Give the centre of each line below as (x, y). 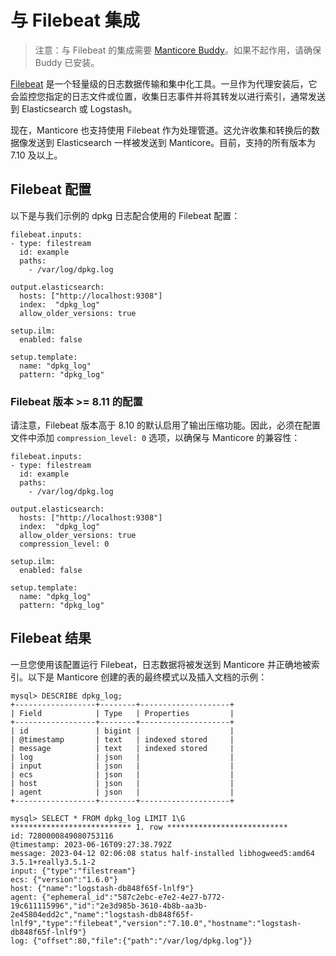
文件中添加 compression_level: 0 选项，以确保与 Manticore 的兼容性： (155, 438)
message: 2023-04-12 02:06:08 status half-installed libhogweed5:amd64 (162, 853)
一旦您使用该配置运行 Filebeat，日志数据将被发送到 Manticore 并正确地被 (161, 664)
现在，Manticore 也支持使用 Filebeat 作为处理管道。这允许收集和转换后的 (161, 130)
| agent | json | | (122, 792)
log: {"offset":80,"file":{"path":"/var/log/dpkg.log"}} (131, 941)
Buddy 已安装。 (67, 62)
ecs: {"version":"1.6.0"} (64, 879)
